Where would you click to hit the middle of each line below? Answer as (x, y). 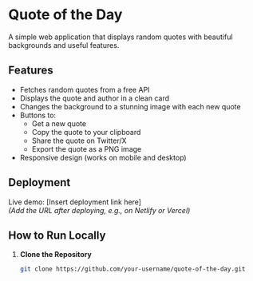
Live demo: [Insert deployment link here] (75, 202)
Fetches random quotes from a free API (85, 89)
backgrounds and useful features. (64, 45)
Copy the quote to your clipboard (86, 132)
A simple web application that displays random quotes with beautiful (121, 37)
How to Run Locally (57, 235)
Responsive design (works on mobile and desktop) (103, 157)
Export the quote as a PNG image (87, 148)
